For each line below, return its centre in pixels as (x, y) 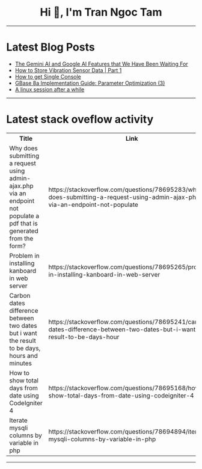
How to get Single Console (48, 76)
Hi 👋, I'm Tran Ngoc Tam (101, 12)
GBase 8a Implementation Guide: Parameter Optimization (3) (90, 83)
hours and (23, 355)
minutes (20, 363)
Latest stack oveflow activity (80, 119)
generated (24, 231)
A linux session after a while (50, 89)
